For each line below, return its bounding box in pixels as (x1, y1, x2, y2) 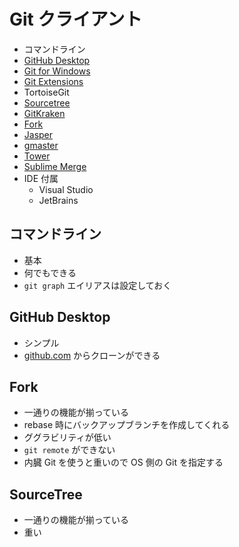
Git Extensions (23, 75, 84, 87)
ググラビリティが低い (23, 431, 112, 444)
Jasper (23, 128, 54, 140)
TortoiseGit (23, 86, 70, 98)
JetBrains (38, 194, 79, 206)
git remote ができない (23, 444, 116, 456)
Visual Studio (38, 183, 94, 195)
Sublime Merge (23, 160, 87, 172)
